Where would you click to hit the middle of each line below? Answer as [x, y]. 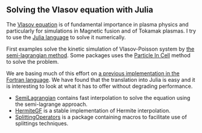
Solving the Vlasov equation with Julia [80, 10]
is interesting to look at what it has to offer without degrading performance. [99, 86]
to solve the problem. [33, 61]
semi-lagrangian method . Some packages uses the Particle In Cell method [99, 55]
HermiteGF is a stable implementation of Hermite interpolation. [93, 110]
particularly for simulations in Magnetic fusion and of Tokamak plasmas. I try [101, 31]
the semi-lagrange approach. [51, 104]
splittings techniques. [42, 123]
